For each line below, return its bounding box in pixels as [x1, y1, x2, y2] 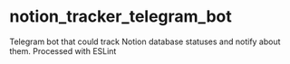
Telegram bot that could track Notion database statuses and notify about [9, 36, 281, 47]
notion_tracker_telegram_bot [9, 6, 233, 27]
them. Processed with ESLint [9, 45, 117, 56]
